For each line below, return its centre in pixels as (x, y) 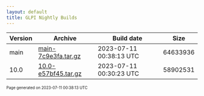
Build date (127, 38)
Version (21, 38)
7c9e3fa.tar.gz (59, 56)
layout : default (27, 12)
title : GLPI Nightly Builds (42, 18)
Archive (65, 38)
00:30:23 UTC (118, 74)
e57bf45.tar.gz (60, 74)
